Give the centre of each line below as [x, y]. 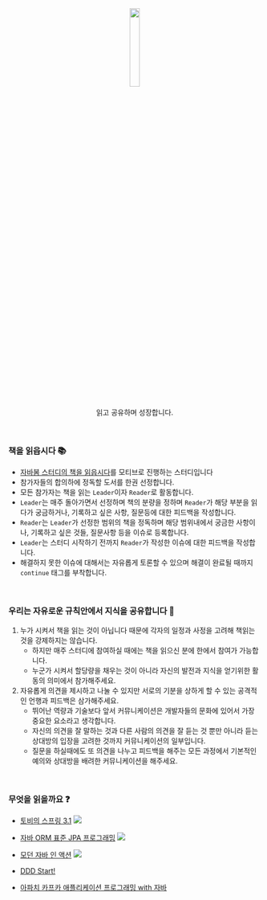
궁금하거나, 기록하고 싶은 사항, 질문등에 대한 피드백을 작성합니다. [136, 513]
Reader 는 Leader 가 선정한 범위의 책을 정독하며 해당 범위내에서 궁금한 [127, 522]
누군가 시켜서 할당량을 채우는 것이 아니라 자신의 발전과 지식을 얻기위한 [141, 670]
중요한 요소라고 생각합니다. [74, 720]
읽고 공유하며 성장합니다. [135, 412]
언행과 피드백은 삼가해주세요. [73, 700]
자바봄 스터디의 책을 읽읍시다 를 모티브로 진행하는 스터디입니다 [117, 472]
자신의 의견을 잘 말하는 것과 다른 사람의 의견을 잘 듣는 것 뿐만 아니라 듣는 [145, 730]
